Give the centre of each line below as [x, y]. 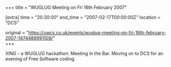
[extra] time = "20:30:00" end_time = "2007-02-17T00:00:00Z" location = [83, 17]
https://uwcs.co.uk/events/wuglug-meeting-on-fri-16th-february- [97, 32]
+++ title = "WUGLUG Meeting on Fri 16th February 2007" [66, 7]
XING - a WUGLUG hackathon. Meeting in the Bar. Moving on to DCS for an [84, 53]
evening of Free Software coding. [40, 59]
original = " [17, 32]
